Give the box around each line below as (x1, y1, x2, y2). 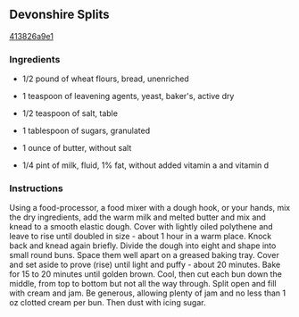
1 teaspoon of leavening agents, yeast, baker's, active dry (21, 91, 235, 102)
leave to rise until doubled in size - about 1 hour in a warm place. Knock (9, 231, 272, 242)
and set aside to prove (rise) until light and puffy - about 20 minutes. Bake (9, 259, 281, 271)
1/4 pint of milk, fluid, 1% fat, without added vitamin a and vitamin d (21, 160, 270, 171)
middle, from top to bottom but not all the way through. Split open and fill (9, 279, 277, 289)
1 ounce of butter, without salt (21, 143, 132, 154)
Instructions (9, 182, 64, 195)
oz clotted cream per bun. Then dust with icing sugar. (9, 297, 206, 308)
